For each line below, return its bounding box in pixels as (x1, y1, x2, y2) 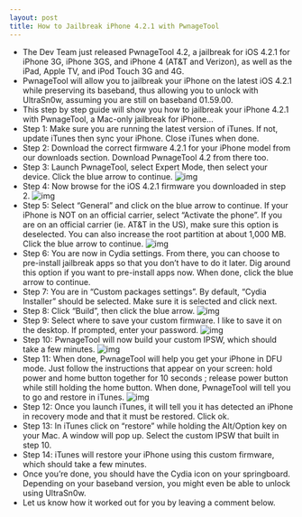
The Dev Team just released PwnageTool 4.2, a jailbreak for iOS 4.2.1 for (22, 46, 290, 57)
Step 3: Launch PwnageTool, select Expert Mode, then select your (22, 162, 268, 172)
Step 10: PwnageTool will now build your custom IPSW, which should (22, 334, 278, 345)
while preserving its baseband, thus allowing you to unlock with (22, 85, 259, 96)
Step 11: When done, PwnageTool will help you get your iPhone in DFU (22, 353, 282, 364)
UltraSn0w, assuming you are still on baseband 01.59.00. (22, 94, 233, 105)
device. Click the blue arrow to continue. (22, 171, 173, 181)
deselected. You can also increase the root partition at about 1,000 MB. (22, 228, 287, 239)
